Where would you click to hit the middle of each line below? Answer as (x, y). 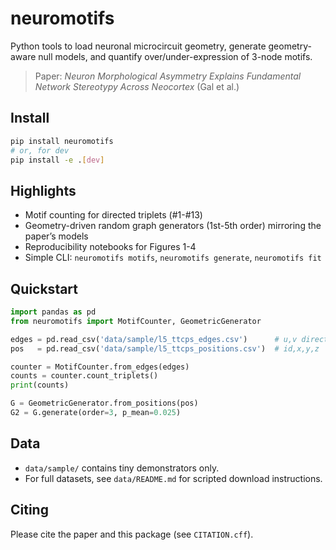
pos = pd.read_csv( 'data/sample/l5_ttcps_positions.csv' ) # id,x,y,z (165, 348)
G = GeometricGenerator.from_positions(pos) (104, 403)
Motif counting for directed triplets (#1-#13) (113, 215)
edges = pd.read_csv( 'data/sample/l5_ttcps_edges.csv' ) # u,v (154, 339)
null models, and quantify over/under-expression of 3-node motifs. (175, 56)
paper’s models (56, 236)
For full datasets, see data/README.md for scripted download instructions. (173, 478)
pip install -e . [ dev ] (57, 160)
